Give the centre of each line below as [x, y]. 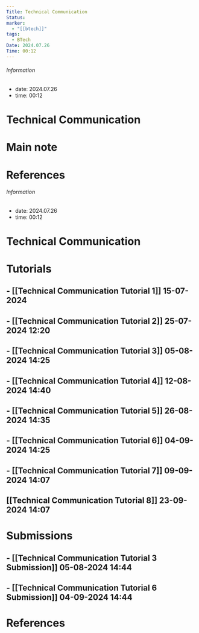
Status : [16, 17]
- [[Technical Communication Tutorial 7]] [84, 471]
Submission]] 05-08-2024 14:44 [69, 567]
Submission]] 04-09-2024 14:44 [69, 597]
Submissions [39, 536]
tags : [13, 34]
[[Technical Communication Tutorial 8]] [82, 501]
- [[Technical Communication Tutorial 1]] [84, 291]
